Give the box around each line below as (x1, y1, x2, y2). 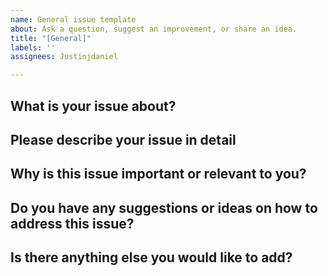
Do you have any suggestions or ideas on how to (10, 199, 318, 216)
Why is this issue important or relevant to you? (10, 166, 307, 183)
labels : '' (10, 42, 56, 53)
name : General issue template (10, 14, 137, 25)
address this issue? (10, 215, 135, 232)
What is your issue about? (10, 97, 177, 115)
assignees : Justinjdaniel (10, 52, 118, 62)
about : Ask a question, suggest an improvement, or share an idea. (10, 24, 298, 34)
